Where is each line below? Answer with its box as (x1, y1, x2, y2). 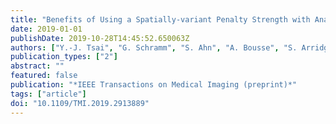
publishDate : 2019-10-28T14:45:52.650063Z (10, 33, 190, 43)
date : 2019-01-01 (10, 24, 83, 34)
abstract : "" (10, 61, 65, 71)
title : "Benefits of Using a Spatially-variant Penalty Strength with (10, 14, 311, 25)
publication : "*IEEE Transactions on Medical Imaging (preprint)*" (10, 80, 298, 90)
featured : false (10, 71, 78, 81)
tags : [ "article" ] (10, 89, 87, 99)
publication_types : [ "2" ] (10, 52, 118, 62)
